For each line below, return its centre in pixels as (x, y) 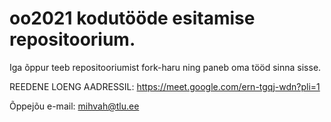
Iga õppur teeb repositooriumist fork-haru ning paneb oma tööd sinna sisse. (165, 67)
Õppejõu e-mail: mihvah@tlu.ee (74, 106)
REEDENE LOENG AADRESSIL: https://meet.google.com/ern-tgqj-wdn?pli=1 (165, 86)
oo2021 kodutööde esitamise (132, 18)
